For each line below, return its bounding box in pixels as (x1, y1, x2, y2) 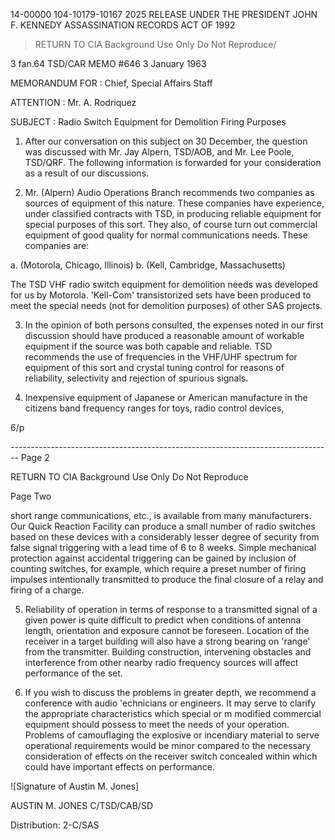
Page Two (10, 490, 52, 502)
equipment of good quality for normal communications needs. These (24, 229, 308, 241)
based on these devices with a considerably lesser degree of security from (10, 531, 320, 543)
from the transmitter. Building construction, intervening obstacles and (24, 646, 312, 658)
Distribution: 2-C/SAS (10, 819, 100, 831)
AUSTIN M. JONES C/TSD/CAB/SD (10, 800, 153, 811)
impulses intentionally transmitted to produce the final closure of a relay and (10, 574, 324, 585)
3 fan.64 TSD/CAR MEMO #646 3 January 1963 (10, 58, 207, 69)
